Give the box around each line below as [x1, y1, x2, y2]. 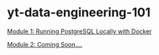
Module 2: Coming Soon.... [7, 40, 83, 48]
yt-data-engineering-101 [7, 5, 151, 20]
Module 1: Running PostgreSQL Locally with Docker [7, 27, 152, 35]
